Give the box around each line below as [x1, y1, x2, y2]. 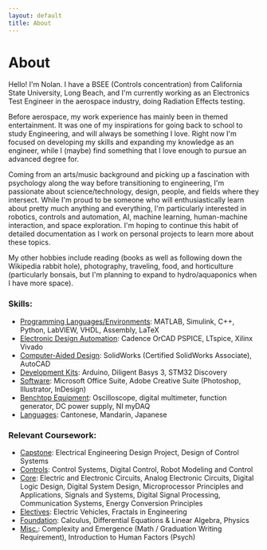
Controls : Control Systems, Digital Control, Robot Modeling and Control [19, 465, 253, 474]
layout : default [8, 11, 62, 20]
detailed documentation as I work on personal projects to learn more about [8, 229, 254, 239]
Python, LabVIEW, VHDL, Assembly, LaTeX [19, 324, 159, 335]
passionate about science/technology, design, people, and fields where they [8, 187, 259, 196]
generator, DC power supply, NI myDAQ [19, 401, 151, 411]
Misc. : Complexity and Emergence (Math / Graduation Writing [19, 524, 222, 534]
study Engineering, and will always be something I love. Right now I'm [8, 129, 238, 139]
